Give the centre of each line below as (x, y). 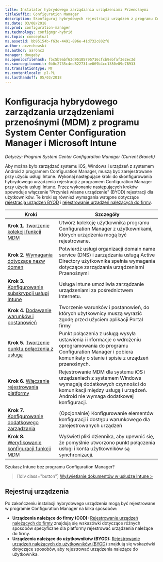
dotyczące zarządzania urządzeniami (101, 267)
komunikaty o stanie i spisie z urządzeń (104, 358)
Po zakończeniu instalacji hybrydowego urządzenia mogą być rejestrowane (80, 503)
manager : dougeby (23, 55)
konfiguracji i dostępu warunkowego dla (105, 419)
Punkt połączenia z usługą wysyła (97, 333)
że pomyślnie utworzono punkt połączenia (107, 443)
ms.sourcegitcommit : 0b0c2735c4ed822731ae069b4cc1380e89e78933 (70, 64)
